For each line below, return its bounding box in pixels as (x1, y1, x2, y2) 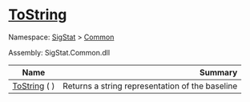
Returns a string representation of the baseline (62, 80, 238, 92)
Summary (199, 67, 238, 78)
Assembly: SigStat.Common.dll (8, 47, 111, 57)
